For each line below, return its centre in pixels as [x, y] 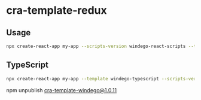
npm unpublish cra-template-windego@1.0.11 [62, 90]
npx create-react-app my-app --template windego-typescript [83, 78]
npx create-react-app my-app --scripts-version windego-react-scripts [96, 46]
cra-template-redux [57, 10]
